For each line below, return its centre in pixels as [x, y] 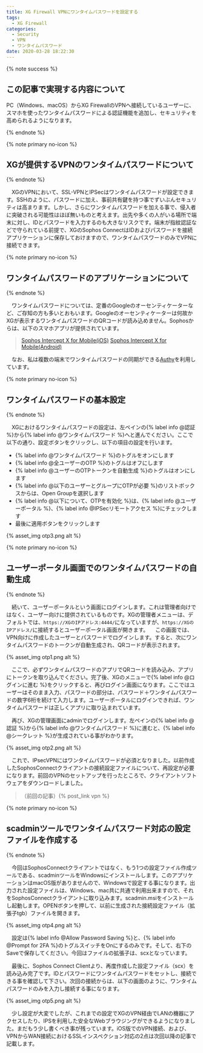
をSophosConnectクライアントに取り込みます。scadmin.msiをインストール [100, 898]
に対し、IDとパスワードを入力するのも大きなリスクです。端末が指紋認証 [101, 223]
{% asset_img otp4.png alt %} [44, 925]
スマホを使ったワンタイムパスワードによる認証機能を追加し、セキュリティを [101, 112]
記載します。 [22, 1043]
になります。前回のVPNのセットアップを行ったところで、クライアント [94, 775]
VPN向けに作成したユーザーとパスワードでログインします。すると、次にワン [101, 637]
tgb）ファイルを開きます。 [50, 913]
